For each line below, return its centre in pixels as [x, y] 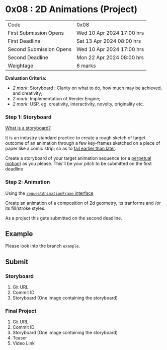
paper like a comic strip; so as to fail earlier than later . [61, 149]
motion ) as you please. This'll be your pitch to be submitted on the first [78, 164]
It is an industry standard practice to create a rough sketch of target [75, 138]
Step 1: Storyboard [28, 117]
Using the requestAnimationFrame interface [49, 193]
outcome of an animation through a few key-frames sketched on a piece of [83, 143]
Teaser [20, 338]
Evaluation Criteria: [26, 78]
